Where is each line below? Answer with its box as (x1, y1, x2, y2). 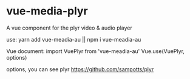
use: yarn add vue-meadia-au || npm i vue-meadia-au (6, 36, 141, 43)
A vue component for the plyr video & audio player (6, 24, 132, 31)
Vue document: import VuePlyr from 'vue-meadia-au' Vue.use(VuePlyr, (6, 47, 185, 55)
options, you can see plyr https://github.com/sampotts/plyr (6, 65, 154, 73)
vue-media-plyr (6, 4, 88, 18)
